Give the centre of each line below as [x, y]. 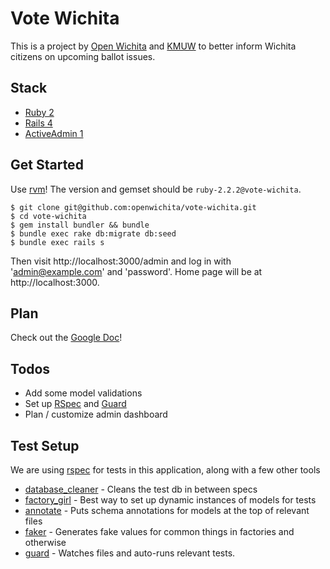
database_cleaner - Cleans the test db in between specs [141, 489]
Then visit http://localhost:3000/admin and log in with [121, 261]
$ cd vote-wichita [48, 216]
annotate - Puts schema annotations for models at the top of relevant [167, 510]
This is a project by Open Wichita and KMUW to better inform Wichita [153, 46]
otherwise [45, 542]
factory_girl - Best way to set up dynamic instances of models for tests [170, 500]
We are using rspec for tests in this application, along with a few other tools [165, 470]
